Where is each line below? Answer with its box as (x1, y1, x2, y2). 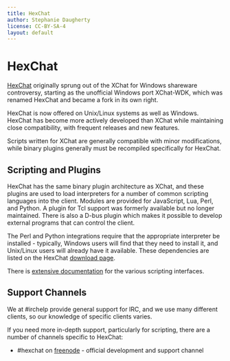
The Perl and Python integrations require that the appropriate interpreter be (7, 232, 220, 240)
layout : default (7, 29, 54, 36)
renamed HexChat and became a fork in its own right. (7, 96, 159, 104)
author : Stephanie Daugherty (7, 16, 91, 23)
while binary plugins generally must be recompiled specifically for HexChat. (7, 145, 221, 153)
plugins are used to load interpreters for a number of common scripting (7, 190, 209, 197)
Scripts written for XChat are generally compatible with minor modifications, (7, 137, 222, 145)
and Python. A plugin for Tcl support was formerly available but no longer (7, 204, 215, 212)
